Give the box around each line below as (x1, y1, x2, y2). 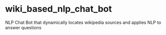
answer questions (5, 24, 42, 30)
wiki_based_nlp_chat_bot (5, 3, 112, 15)
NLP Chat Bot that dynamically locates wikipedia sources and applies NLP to (5, 19, 162, 25)
